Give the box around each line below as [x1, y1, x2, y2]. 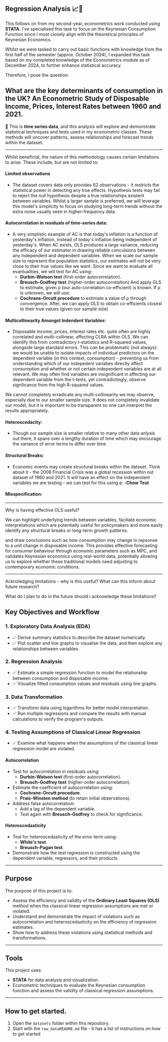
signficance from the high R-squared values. [12, 382, 104, 388]
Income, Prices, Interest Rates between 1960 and [5, 102, 161, 111]
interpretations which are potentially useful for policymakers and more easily [5, 522, 163, 528]
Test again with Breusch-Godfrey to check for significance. [19, 811, 143, 817]
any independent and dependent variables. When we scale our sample [12, 253, 158, 259]
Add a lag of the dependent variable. [19, 805, 96, 812]
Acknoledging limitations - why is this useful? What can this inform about [5, 578, 156, 584]
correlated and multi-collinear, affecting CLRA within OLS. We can [12, 334, 148, 340]
